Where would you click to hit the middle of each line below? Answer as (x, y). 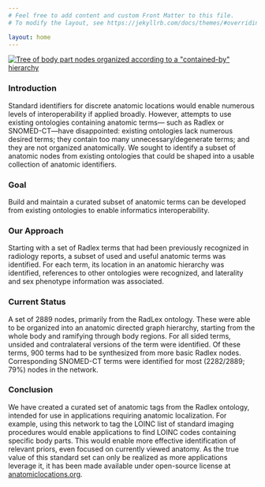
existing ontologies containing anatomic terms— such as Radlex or (116, 122)
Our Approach (36, 230)
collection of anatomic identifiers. (62, 164)
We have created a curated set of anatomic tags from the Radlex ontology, (129, 406)
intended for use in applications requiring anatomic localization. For (118, 415)
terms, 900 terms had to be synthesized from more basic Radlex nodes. (125, 353)
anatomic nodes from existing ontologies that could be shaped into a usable (131, 155)
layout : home (30, 37)
